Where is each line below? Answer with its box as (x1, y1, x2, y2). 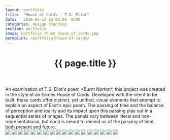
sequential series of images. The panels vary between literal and (5, 113, 141, 119)
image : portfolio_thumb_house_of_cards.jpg (5, 31, 99, 36)
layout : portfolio (5, 7, 44, 13)
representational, (5, 119, 41, 125)
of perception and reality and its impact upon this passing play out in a (5, 108, 153, 114)
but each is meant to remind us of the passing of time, (42, 119, 155, 125)
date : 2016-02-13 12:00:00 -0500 (5, 17, 81, 22)
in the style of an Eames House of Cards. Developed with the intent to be (5, 92, 157, 98)
